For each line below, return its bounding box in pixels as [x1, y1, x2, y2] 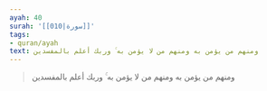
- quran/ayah [9, 38, 59, 48]
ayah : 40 [9, 13, 43, 23]
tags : [9, 30, 30, 39]
